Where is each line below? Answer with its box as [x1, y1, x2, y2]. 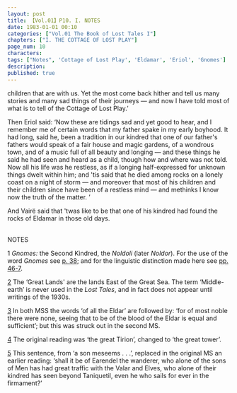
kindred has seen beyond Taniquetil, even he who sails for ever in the [7, 371, 209, 380]
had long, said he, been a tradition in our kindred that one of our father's [7, 132, 218, 141]
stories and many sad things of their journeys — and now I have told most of [7, 96, 230, 105]
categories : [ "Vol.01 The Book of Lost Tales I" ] [7, 30, 157, 37]
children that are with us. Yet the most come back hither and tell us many [7, 89, 220, 98]
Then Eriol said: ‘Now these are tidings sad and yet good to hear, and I [7, 117, 212, 126]
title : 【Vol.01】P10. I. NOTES [7, 17, 100, 24]
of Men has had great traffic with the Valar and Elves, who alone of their [7, 363, 217, 372]
